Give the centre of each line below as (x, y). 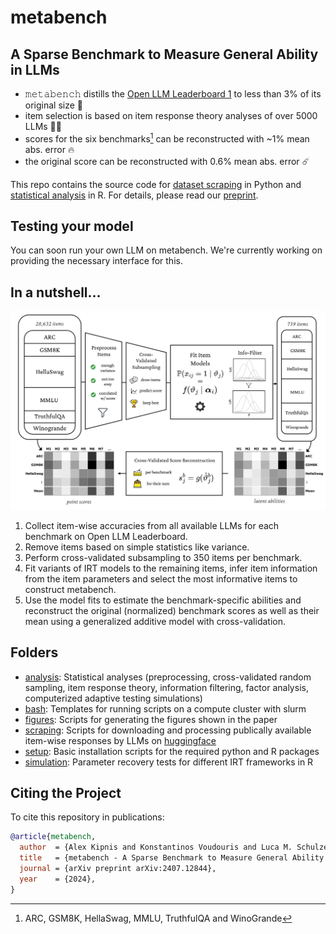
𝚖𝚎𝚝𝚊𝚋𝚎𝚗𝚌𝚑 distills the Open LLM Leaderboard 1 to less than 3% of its (173, 94)
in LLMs (35, 69)
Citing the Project (66, 792)
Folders (34, 652)
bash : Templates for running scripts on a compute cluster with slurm (165, 708)
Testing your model (72, 226)
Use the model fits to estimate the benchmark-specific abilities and (163, 600)
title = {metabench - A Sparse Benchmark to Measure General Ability (172, 858)
